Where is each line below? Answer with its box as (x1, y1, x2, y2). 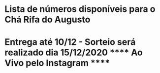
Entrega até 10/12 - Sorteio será (4, 36, 136, 48)
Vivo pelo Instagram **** (4, 58, 110, 69)
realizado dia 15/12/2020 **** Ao (4, 47, 143, 58)
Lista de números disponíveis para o (4, 3, 156, 15)
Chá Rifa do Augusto (4, 14, 91, 25)
